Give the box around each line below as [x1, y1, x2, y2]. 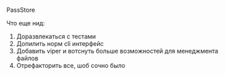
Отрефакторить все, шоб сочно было [16, 62, 126, 69]
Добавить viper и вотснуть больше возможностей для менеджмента [16, 47, 219, 55]
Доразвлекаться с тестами [16, 32, 96, 40]
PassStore [6, 6, 36, 14]
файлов [16, 54, 39, 62]
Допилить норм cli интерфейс [16, 40, 104, 47]
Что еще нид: [6, 19, 45, 27]
